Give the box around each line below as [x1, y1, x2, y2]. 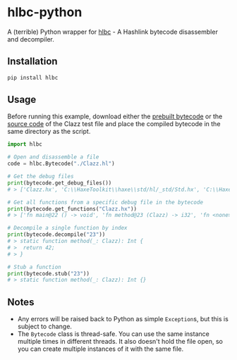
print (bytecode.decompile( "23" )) [7, 231, 106, 238]
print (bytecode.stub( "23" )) [7, 270, 90, 277]
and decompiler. [7, 35, 54, 43]
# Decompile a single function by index [7, 225, 128, 232]
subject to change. [17, 322, 73, 331]
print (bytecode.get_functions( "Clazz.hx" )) [7, 205, 138, 212]
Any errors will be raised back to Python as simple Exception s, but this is [17, 315, 229, 323]
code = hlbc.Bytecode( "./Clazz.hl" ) [7, 160, 115, 168]
